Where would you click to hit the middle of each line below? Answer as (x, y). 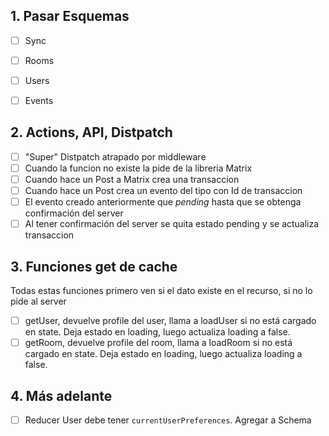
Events (39, 100)
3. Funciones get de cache (94, 266)
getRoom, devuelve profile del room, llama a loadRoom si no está (158, 343)
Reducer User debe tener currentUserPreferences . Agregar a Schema (168, 420)
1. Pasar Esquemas (70, 16)
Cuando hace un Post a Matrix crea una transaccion (132, 179)
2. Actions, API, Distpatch (91, 132)
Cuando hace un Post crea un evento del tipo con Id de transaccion (163, 191)
